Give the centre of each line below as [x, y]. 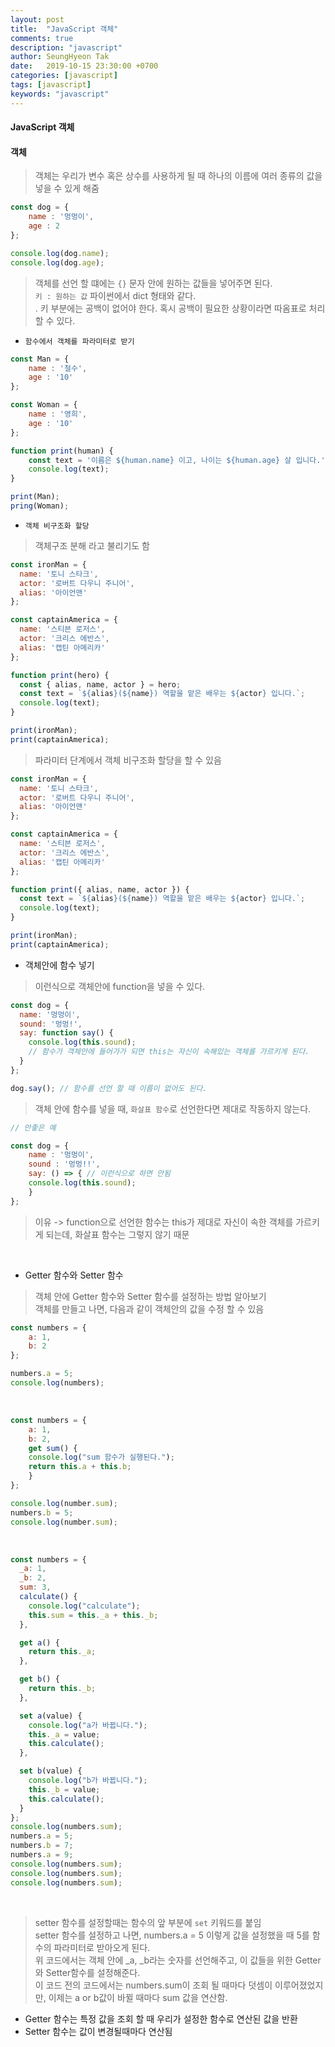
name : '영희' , [58, 414]
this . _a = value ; [64, 1734]
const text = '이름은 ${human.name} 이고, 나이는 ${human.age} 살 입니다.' [177, 460]
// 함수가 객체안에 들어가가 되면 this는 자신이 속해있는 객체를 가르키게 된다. [169, 1052]
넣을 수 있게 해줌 [67, 188]
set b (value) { [51, 1771]
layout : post [37, 19]
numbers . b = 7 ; [42, 1846]
